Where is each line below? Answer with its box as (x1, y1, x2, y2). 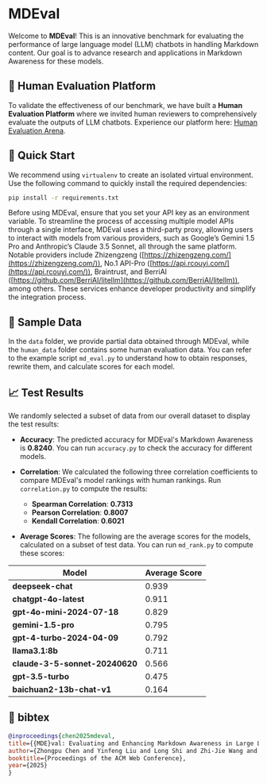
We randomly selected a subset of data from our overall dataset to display (8, 411, 250, 421)
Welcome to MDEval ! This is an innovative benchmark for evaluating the (8, 31, 244, 41)
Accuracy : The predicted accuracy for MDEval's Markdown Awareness (19, 434, 253, 445)
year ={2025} (8, 762, 48, 770)
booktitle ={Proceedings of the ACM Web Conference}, (8, 754, 187, 763)
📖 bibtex (8, 711, 50, 724)
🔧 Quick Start (8, 149, 75, 163)
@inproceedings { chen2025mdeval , (8, 732, 115, 740)
